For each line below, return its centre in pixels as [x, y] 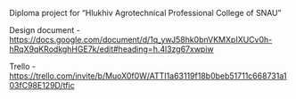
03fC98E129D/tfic [42, 85]
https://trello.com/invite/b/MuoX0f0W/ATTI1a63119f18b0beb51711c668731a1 [148, 76]
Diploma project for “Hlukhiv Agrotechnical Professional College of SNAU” [145, 13]
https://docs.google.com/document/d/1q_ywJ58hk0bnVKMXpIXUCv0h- [141, 40]
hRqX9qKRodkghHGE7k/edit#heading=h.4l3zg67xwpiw [111, 49]
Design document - [45, 30]
